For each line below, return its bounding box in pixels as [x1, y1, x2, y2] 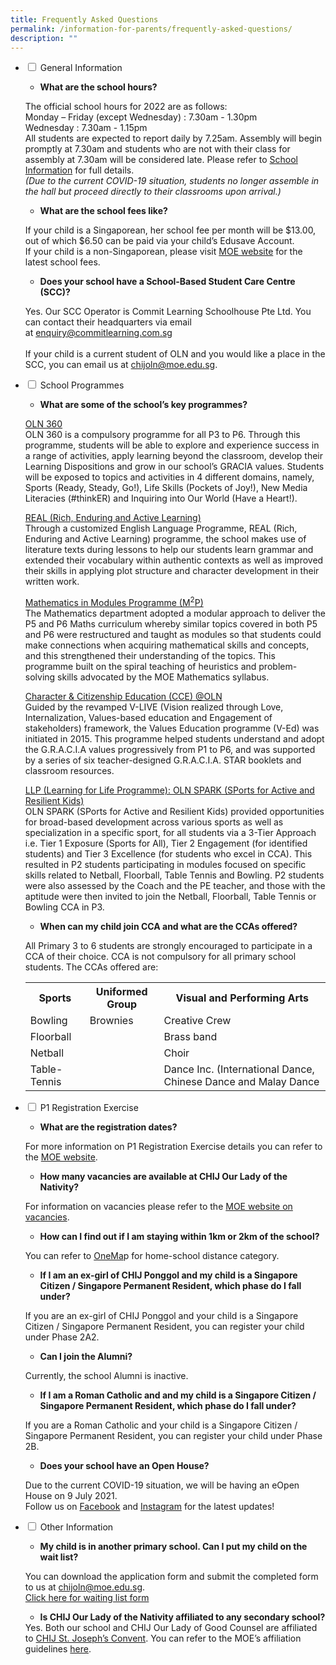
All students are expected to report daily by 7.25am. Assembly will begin [24, 132, 323, 145]
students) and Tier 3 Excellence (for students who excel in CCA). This [24, 848, 313, 860]
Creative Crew [163, 1014, 232, 1028]
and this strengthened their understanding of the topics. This [24, 650, 276, 662]
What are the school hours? [39, 81, 158, 93]
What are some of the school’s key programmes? [39, 399, 248, 411]
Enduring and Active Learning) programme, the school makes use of [24, 533, 307, 545]
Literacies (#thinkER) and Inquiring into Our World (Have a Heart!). [24, 492, 298, 505]
